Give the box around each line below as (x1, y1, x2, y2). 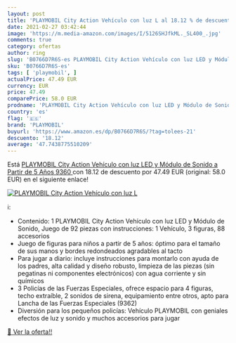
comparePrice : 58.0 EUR (7, 96, 77, 103)
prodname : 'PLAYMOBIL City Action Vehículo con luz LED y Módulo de (7, 102, 212, 109)
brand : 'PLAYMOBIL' (7, 121, 65, 129)
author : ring (7, 50, 46, 57)
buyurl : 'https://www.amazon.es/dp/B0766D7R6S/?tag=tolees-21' (7, 128, 197, 135)
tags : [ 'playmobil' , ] (7, 69, 77, 76)
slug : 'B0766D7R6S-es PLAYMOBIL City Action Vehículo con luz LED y (7, 56, 212, 63)
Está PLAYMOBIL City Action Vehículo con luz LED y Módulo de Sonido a (7, 160, 218, 169)
